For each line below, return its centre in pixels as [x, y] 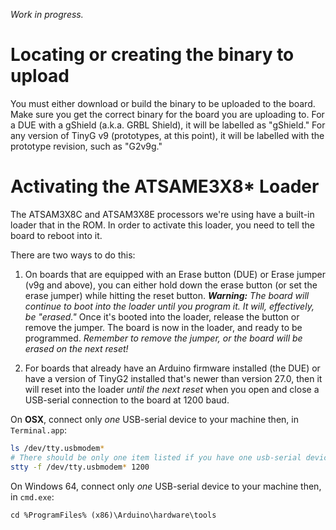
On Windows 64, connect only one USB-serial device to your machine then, [166, 486]
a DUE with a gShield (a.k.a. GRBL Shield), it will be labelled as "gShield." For [168, 125]
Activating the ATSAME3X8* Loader [165, 186]
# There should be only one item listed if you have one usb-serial [156, 457]
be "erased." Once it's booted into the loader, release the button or [162, 316]
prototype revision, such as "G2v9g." [86, 146]
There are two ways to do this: [73, 255]
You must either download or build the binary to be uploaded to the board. [163, 103]
